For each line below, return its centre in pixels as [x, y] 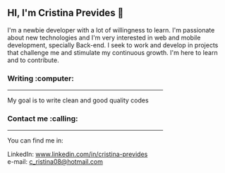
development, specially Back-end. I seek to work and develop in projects [113, 45]
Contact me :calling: [43, 119]
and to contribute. [33, 60]
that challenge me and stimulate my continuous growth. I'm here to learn [112, 52]
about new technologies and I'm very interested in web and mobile [104, 37]
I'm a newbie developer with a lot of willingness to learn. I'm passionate [111, 30]
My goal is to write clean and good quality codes [78, 100]
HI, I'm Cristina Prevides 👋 [66, 13]
